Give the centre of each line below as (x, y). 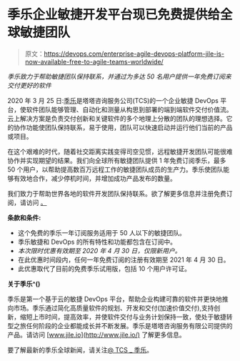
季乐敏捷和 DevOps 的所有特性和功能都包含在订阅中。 (97, 242)
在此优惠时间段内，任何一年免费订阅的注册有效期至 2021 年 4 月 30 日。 (124, 259)
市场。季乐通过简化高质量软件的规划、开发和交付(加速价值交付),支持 (114, 307)
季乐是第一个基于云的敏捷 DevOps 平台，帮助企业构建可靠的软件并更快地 (115, 299)
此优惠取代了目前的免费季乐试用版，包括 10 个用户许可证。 (104, 268)
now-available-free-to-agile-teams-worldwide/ (94, 61)
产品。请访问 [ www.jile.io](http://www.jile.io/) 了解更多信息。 (96, 335)
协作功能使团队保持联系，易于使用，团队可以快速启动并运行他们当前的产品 (123, 127)
